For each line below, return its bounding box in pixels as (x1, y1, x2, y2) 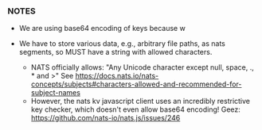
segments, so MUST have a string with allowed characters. (18, 48, 213, 57)
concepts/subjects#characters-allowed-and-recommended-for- (30, 79, 242, 89)
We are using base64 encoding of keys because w (18, 24, 186, 33)
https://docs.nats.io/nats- (75, 71, 159, 81)
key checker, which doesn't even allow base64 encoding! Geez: (30, 105, 240, 114)
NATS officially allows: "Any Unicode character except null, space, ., (30, 63, 254, 72)
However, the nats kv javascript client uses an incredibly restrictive (30, 97, 251, 106)
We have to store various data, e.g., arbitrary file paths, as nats (18, 39, 226, 48)
